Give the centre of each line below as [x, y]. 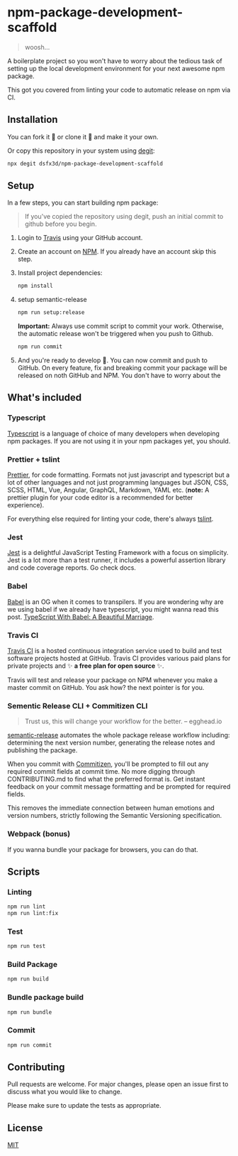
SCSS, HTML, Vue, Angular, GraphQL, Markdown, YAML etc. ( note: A [108, 490]
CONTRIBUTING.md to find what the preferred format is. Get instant [106, 779]
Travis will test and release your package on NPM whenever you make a [113, 680]
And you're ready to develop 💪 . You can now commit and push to [112, 360]
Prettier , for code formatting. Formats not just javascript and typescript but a [119, 475]
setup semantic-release [52, 300]
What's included [45, 398]
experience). [26, 505]
